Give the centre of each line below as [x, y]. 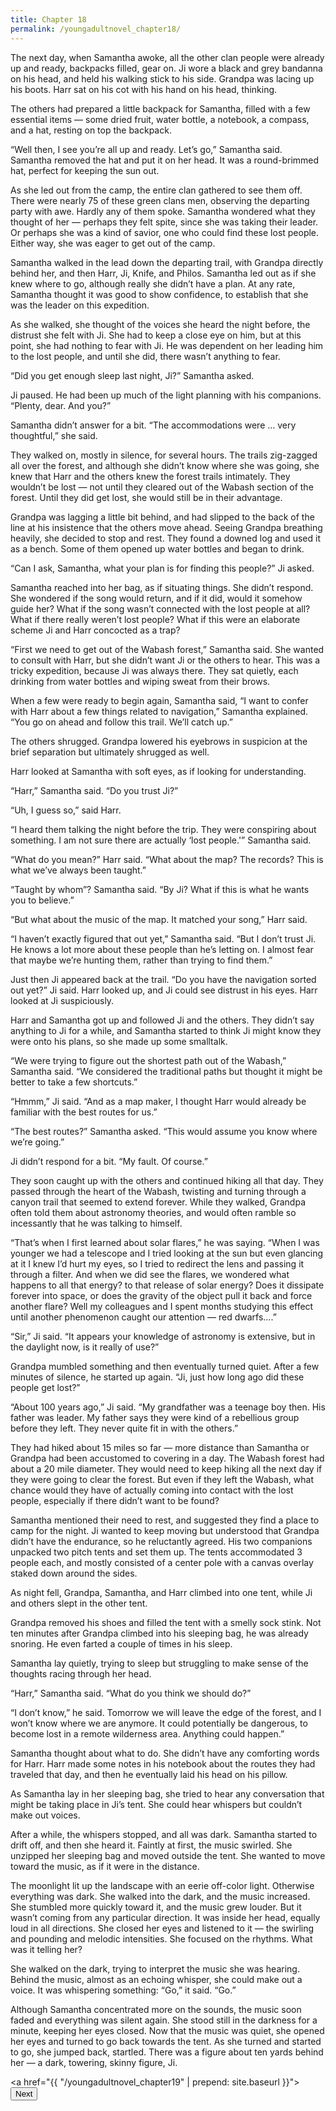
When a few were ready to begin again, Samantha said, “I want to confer [159, 700]
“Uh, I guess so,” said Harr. [66, 810]
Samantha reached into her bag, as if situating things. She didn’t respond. [162, 587]
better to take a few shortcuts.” [74, 1082]
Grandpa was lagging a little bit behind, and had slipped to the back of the [162, 517]
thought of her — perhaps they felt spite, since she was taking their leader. [164, 222]
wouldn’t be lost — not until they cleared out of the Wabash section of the [162, 487]
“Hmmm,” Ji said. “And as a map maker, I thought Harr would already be [158, 1101]
